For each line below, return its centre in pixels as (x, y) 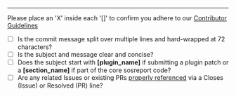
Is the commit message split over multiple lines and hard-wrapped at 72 (121, 39)
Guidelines (23, 26)
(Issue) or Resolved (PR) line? (60, 85)
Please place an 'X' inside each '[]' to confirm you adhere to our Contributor (117, 18)
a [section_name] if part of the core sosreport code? (94, 70)
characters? (35, 47)
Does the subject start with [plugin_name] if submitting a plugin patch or (123, 62)
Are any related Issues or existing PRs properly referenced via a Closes (120, 78)
